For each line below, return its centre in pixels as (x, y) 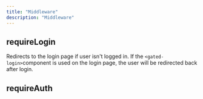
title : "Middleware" (32, 12)
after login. (20, 69)
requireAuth (29, 88)
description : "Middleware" (40, 18)
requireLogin (31, 42)
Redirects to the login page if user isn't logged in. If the (75, 56)
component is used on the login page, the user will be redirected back (110, 63)
